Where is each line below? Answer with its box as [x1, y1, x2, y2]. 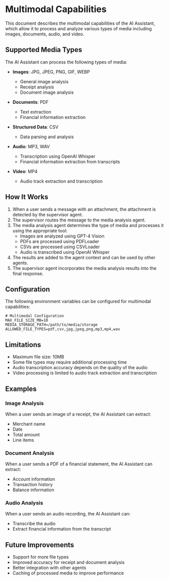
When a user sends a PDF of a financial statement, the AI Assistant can [5, 461, 152, 467]
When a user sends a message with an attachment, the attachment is [12, 206, 156, 212]
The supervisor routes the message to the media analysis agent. [12, 217, 146, 223]
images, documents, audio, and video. [5, 31, 84, 37]
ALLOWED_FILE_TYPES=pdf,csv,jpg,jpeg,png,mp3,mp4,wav [5, 327, 121, 332]
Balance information [12, 487, 54, 493]
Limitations [5, 340, 41, 349]
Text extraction [20, 108, 51, 114]
